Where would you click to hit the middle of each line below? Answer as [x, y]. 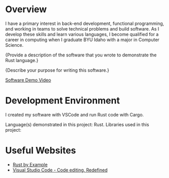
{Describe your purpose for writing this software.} [57, 70]
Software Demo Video [28, 80]
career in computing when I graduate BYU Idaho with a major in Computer [82, 40]
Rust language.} [22, 60]
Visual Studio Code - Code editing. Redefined [60, 170]
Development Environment [62, 101]
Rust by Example [30, 164]
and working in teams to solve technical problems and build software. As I [82, 28]
